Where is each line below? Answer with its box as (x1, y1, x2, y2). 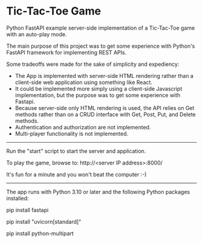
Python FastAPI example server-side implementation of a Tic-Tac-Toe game (6, 24, 195, 31)
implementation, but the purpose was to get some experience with (14, 91, 181, 99)
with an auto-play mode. (6, 30, 67, 37)
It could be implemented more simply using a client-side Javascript (14, 85, 182, 92)
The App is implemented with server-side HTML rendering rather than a (14, 72, 194, 79)
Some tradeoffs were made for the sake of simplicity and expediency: (6, 60, 179, 68)
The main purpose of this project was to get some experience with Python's (6, 42, 195, 50)
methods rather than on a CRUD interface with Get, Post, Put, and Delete (14, 111, 196, 118)
